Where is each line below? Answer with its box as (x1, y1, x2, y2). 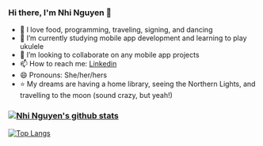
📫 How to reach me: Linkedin (19, 59, 117, 69)
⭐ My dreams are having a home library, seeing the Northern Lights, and (19, 79, 256, 89)
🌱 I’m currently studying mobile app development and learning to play (19, 33, 247, 43)
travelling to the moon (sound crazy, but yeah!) (19, 91, 173, 100)
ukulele (19, 42, 44, 51)
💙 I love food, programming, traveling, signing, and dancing (19, 25, 213, 35)
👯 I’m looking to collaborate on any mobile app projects (19, 51, 200, 60)
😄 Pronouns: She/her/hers (19, 70, 108, 80)
